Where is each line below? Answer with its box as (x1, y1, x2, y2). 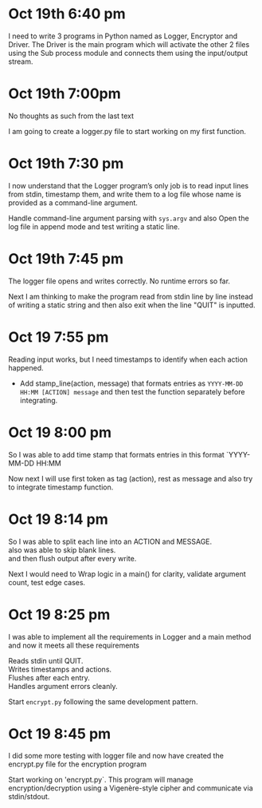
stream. (8, 57, 33, 66)
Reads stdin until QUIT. (8, 656, 84, 665)
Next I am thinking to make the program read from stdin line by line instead (8, 291, 253, 301)
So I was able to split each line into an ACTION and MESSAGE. (8, 537, 213, 546)
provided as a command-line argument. (8, 197, 138, 208)
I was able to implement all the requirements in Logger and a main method (8, 632, 252, 641)
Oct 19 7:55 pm (8, 328, 109, 346)
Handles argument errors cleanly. (8, 681, 118, 691)
